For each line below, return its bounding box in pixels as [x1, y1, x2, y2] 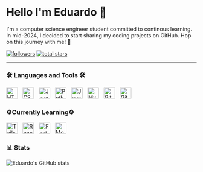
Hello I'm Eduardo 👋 [6, 5, 107, 19]
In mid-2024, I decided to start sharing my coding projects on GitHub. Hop [6, 31, 192, 39]
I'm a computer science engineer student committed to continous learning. [6, 25, 192, 33]
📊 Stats [6, 143, 30, 151]
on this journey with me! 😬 [6, 38, 71, 45]
